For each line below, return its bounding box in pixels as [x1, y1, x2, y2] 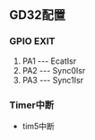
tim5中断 [22, 120, 56, 131]
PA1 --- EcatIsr [22, 56, 77, 66]
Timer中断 [9, 99, 55, 111]
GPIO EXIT [9, 35, 56, 48]
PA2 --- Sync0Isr [22, 65, 86, 75]
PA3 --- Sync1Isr [22, 74, 83, 85]
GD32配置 [9, 7, 65, 23]
